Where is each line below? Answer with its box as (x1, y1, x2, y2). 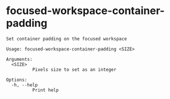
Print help (32, 87, 59, 93)
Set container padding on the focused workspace (6, 36, 127, 42)
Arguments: (6, 56, 33, 62)
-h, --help (11, 82, 38, 88)
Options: (6, 77, 28, 83)
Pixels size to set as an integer (32, 66, 117, 73)
